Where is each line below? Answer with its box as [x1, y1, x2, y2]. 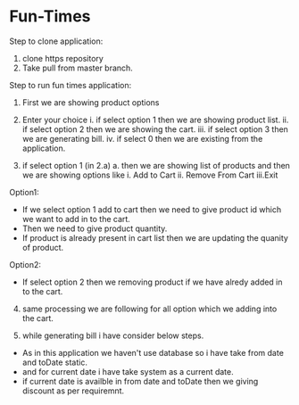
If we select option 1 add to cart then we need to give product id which [21, 203, 282, 215]
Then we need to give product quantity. [21, 223, 168, 234]
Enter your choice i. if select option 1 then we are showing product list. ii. [21, 114, 289, 125]
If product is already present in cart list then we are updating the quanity [21, 232, 288, 243]
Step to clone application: [9, 36, 104, 46]
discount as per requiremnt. [21, 385, 125, 396]
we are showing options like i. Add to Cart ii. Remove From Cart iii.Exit [21, 169, 278, 180]
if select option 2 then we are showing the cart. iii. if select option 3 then [21, 123, 288, 135]
